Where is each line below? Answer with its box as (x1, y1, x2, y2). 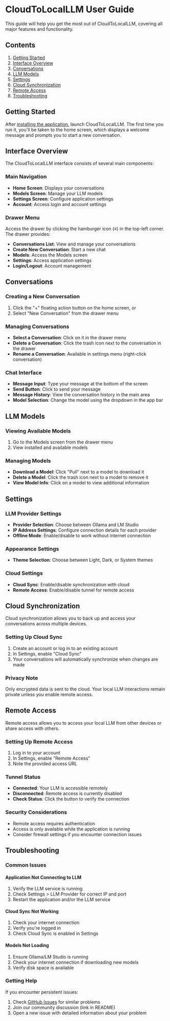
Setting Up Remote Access (5, 738, 73, 745)
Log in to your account (12, 750, 60, 756)
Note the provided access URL (12, 761, 78, 767)
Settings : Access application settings (12, 257, 92, 263)
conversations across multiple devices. (5, 621, 88, 627)
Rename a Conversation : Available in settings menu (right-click (12, 351, 147, 357)
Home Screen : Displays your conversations (12, 185, 105, 191)
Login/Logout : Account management (12, 262, 91, 269)
